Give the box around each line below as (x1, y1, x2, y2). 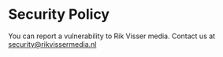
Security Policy (8, 5, 110, 23)
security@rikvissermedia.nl (8, 39, 97, 48)
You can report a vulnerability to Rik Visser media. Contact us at (8, 31, 215, 41)
